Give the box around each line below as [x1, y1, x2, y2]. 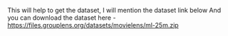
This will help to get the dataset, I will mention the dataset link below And [7, 6, 222, 14]
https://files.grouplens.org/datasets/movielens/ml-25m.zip [7, 21, 180, 29]
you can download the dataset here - [7, 13, 116, 22]
